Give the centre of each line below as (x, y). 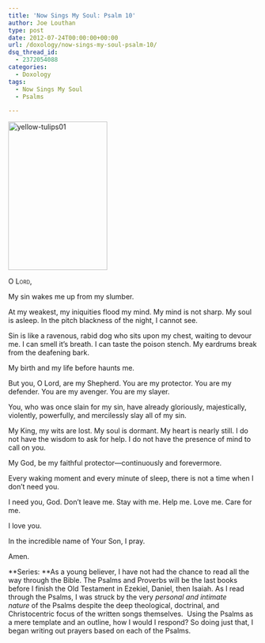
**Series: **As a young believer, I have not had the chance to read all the (129, 572)
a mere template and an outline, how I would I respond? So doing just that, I (131, 622)
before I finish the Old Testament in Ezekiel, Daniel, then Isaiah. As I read (127, 589)
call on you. (27, 447)
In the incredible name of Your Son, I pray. (77, 541)
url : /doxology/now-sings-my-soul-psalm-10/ (83, 45)
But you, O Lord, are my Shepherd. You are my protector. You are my (120, 383)
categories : (28, 67)
